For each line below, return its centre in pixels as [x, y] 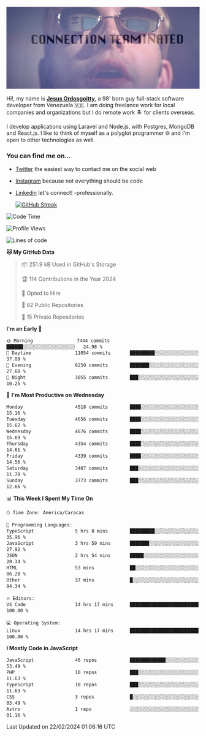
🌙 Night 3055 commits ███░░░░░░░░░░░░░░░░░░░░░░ [103, 377]
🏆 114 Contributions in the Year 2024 [69, 279]
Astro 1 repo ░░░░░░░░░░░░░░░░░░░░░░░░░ [103, 709]
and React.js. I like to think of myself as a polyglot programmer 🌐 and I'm [98, 133]
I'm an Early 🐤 [24, 329]
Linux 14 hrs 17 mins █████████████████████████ [103, 631]
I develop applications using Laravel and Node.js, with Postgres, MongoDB [101, 127]
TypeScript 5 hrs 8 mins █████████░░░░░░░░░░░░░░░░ [103, 531]
